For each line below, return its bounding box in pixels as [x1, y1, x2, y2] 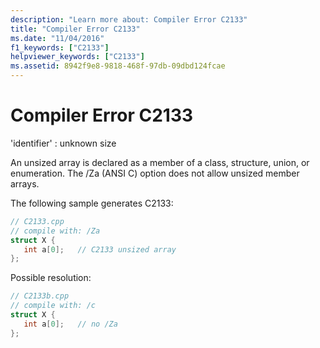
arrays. [10, 177, 40, 190]
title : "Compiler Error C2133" [10, 24, 141, 34]
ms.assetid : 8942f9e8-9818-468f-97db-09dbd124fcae [10, 61, 226, 71]
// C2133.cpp [10, 216, 65, 226]
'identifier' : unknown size [10, 137, 117, 149]
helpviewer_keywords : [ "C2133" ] [10, 52, 145, 62]
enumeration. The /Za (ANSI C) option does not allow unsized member [10, 167, 300, 179]
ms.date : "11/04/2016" [10, 33, 105, 43]
